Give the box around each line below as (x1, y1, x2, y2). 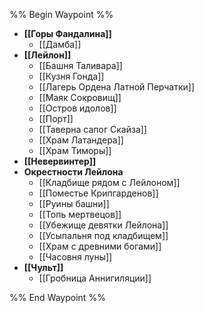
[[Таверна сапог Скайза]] (38, 124, 147, 135)
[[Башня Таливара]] (38, 60, 123, 71)
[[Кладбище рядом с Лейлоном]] (38, 177, 181, 188)
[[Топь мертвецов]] (38, 209, 122, 220)
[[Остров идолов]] (38, 102, 117, 114)
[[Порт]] (38, 113, 74, 124)
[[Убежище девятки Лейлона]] (38, 219, 169, 231)
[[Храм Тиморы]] (38, 145, 112, 156)
